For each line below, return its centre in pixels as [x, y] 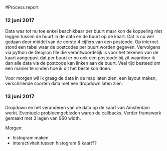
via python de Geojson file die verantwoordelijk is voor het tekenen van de [82, 53]
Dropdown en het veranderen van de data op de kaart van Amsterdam [78, 107]
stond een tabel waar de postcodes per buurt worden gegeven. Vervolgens [83, 47]
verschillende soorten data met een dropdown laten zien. [64, 84]
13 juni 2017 [20, 96]
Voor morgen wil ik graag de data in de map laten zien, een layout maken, [81, 78]
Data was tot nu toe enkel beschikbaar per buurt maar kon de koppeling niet [84, 31]
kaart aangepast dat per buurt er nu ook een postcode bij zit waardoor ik [80, 58]
